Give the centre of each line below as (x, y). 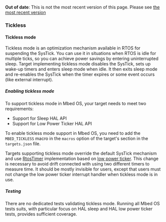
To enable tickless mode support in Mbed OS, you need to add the (73, 133)
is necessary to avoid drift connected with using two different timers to (77, 164)
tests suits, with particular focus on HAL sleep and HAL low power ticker (79, 209)
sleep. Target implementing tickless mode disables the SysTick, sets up (78, 64)
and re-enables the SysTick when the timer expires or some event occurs (80, 74)
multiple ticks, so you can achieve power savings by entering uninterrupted (82, 58)
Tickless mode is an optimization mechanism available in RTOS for (73, 48)
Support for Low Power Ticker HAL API (52, 124)
